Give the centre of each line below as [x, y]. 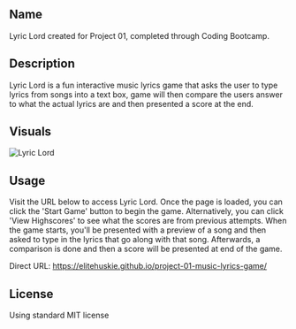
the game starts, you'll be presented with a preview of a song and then [138, 230]
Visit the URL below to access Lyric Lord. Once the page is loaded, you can [146, 202]
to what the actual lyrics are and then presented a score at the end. [131, 103]
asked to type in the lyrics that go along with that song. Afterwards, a [135, 240]
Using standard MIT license [59, 315]
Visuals [30, 132]
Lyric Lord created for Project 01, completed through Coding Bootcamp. [139, 35]
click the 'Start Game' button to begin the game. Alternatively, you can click [147, 211]
